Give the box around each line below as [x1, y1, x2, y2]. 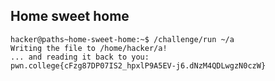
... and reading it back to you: [10, 52, 150, 62]
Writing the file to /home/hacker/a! [10, 43, 168, 53]
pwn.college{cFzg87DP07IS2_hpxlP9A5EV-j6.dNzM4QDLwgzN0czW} [10, 60, 267, 71]
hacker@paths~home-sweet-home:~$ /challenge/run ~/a [10, 34, 235, 44]
